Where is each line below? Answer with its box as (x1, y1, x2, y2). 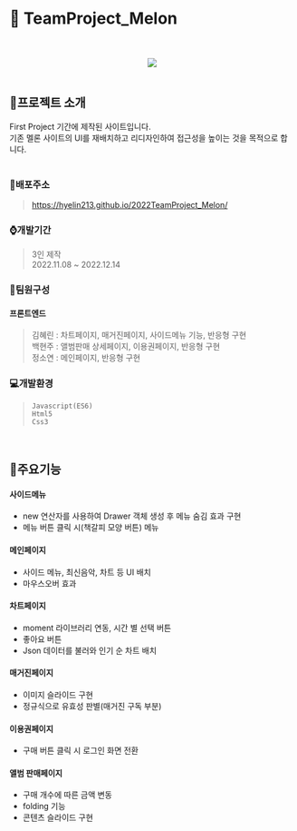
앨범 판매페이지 (9, 767, 63, 778)
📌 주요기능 (9, 462, 62, 478)
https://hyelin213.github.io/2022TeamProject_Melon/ (31, 200, 228, 211)
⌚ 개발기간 (9, 223, 52, 236)
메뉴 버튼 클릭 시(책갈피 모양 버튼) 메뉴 (22, 522, 159, 533)
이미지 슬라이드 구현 (22, 689, 93, 700)
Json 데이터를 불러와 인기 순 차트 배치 (22, 645, 157, 656)
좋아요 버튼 (22, 633, 62, 644)
